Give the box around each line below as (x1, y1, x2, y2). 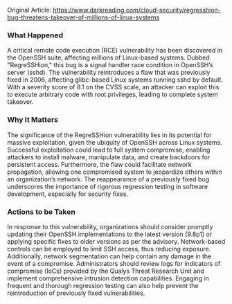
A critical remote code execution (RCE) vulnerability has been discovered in (7, 46, 223, 55)
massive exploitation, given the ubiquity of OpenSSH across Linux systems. (7, 138, 223, 146)
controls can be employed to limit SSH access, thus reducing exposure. (7, 244, 211, 253)
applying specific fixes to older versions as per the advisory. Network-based (7, 237, 226, 245)
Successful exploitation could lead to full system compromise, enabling (7, 145, 211, 154)
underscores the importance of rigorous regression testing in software (7, 182, 208, 190)
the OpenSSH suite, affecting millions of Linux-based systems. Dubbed (7, 53, 210, 62)
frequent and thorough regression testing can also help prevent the (7, 281, 199, 289)
